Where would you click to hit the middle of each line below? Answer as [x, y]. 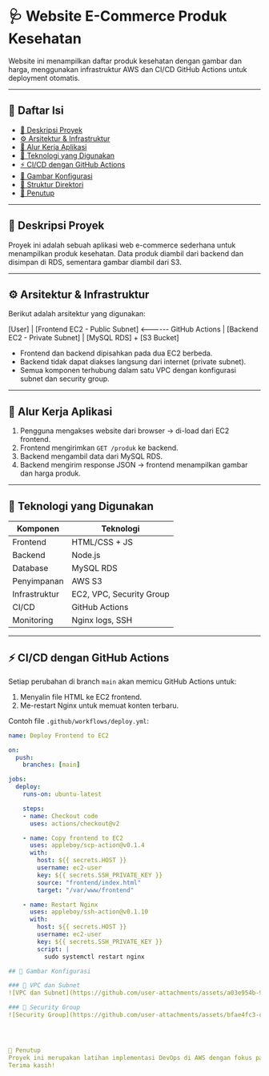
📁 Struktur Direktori [52, 184]
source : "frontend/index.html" [89, 882]
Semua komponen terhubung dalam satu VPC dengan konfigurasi [128, 371]
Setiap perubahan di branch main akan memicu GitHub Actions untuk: [122, 681]
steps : [34, 809]
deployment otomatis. [44, 78]
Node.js [86, 555]
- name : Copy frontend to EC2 [73, 838]
